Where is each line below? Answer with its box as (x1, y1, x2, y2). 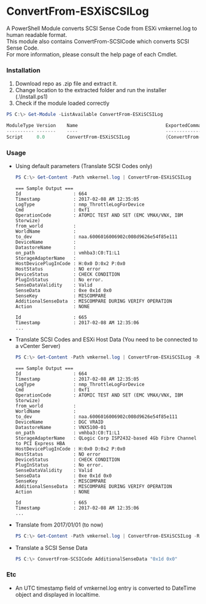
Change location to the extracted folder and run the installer (15, 87, 167, 94)
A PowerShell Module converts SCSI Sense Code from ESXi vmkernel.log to (6, 25, 197, 32)
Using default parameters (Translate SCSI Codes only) (15, 163, 153, 170)
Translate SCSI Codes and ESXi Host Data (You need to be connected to (15, 336, 198, 343)
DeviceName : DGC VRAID (15, 419, 104, 425)
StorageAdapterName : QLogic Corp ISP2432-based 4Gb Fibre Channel (15, 435, 197, 441)
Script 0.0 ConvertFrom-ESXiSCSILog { (6, 134, 169, 140)
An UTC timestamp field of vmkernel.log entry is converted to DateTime (15, 584, 196, 592)
